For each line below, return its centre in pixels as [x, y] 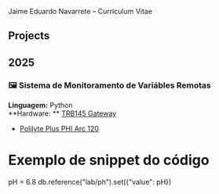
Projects [29, 36]
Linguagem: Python [40, 106]
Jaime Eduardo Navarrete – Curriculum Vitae [80, 11]
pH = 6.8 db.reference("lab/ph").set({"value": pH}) [90, 182]
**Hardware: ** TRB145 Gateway [62, 113]
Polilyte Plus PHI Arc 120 [59, 129]
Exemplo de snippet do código [109, 160]
